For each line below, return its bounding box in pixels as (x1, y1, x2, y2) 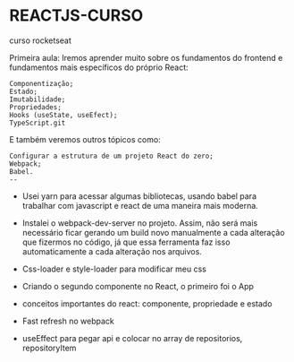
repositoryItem (21, 342, 77, 353)
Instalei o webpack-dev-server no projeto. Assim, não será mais (21, 217, 258, 228)
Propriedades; (9, 102, 63, 112)
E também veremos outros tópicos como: (9, 134, 161, 144)
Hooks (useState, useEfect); (9, 110, 118, 119)
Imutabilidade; (9, 95, 66, 104)
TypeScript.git (9, 118, 66, 127)
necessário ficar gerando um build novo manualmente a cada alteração (21, 227, 285, 237)
